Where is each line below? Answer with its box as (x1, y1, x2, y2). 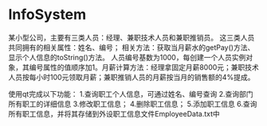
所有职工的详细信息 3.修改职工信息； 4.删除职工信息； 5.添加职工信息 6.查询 (8, 99, 257, 109)
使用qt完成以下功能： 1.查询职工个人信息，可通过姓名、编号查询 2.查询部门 (8, 89, 253, 98)
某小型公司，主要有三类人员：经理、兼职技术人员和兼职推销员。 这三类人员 (8, 32, 255, 42)
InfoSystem (8, 6, 87, 24)
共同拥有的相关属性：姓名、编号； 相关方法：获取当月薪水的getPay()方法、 (8, 42, 255, 52)
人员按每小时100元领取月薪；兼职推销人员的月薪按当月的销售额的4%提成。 (8, 72, 255, 82)
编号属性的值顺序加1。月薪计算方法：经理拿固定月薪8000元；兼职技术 (29, 62, 259, 72)
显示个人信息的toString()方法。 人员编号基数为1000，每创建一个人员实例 (8, 52, 246, 62)
